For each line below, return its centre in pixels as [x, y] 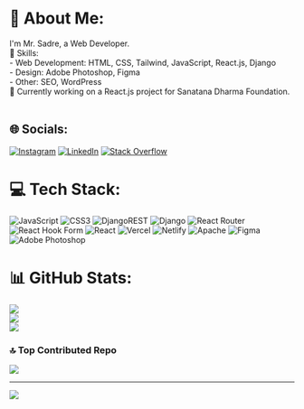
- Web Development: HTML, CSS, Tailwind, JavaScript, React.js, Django [143, 62]
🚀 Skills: [24, 52]
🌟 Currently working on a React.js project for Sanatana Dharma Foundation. [150, 91]
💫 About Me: [57, 19]
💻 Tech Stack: [65, 189]
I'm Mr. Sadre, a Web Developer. [70, 43]
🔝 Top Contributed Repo [63, 349]
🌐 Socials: [39, 130]
